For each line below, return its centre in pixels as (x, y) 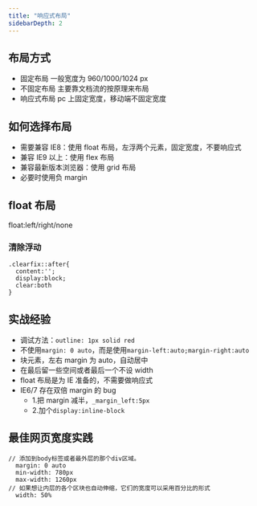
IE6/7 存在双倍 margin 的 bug (68, 390)
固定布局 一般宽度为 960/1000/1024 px (84, 79)
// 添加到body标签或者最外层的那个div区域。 (74, 459)
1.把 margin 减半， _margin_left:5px (91, 400)
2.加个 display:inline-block (78, 410)
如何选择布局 (40, 126)
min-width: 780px (45, 472)
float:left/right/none (41, 225)
